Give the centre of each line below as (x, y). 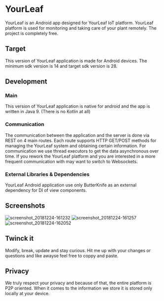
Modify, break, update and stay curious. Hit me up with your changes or (78, 250)
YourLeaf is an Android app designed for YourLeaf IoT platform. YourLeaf (79, 23)
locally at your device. (28, 294)
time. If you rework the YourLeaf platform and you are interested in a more (80, 156)
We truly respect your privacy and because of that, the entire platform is (78, 283)
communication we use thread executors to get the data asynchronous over (82, 151)
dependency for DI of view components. (46, 190)
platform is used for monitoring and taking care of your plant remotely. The (81, 28)
